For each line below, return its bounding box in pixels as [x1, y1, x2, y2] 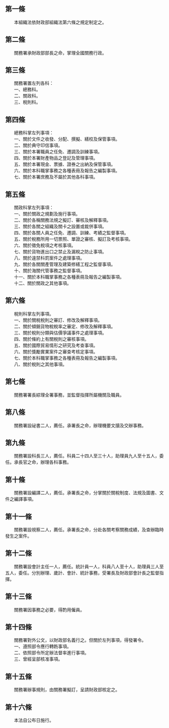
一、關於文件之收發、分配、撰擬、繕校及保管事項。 [14, 136, 120, 142]
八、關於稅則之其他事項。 [14, 361, 67, 367]
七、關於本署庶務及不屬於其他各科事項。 [14, 174, 98, 180]
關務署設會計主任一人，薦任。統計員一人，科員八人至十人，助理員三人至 [14, 563, 164, 569]
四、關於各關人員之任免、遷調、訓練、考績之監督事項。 [14, 230, 129, 236]
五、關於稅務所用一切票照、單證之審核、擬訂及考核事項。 [14, 236, 133, 242]
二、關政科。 [14, 93, 41, 99]
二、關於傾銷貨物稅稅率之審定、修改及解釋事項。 [14, 323, 116, 329]
